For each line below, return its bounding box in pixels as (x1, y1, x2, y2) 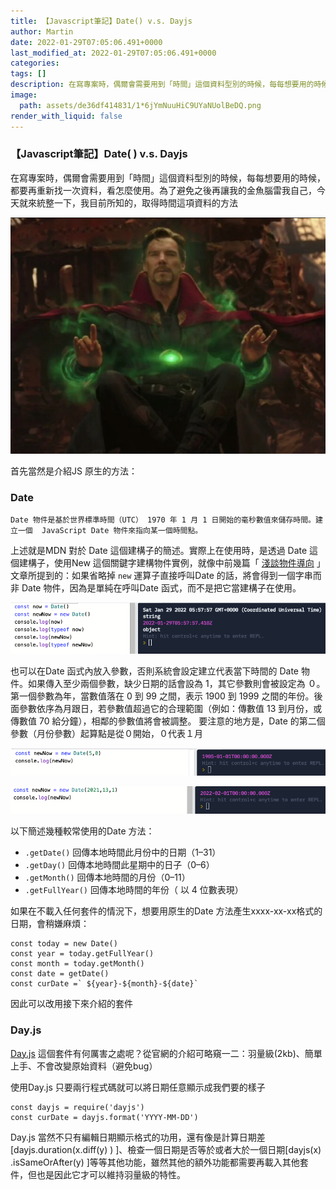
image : (10, 90, 38, 100)
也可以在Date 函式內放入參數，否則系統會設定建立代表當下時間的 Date (10, 665, 300, 677)
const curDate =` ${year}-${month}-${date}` (10, 979, 199, 989)
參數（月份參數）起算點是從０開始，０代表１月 (10, 727, 203, 739)
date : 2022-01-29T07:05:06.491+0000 (10, 37, 163, 47)
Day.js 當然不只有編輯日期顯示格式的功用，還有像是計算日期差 (10, 1131, 266, 1143)
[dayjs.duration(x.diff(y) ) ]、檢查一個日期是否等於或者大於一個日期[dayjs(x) (10, 1143, 322, 1155)
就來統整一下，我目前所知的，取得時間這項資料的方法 (18, 196, 238, 209)
